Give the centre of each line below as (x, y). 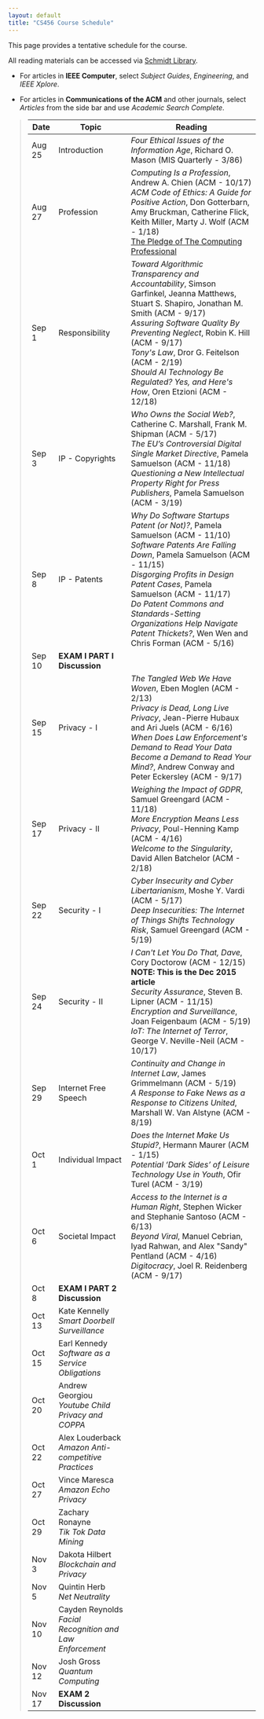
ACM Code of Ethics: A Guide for (191, 192)
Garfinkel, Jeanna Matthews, (184, 293)
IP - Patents (81, 579)
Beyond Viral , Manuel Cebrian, (187, 1236)
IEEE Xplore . (39, 84)
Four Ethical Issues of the (178, 140)
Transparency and (165, 273)
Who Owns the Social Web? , (183, 414)
